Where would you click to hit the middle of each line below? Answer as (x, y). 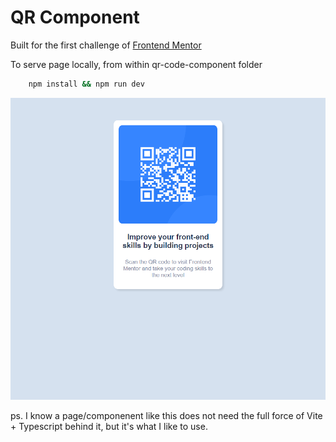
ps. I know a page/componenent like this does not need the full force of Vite (166, 416)
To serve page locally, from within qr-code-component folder (136, 64)
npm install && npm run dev (86, 84)
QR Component (75, 17)
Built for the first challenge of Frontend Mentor (106, 45)
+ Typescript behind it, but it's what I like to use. (109, 427)
